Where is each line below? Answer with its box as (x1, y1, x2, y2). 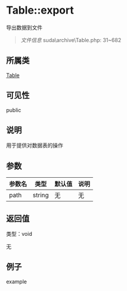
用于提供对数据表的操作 (6, 142, 63, 149)
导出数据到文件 (6, 24, 43, 31)
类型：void (6, 231, 32, 237)
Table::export (6, 4, 74, 17)
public (6, 106, 22, 113)
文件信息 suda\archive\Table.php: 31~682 (20, 36, 122, 43)
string (32, 191, 49, 199)
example (6, 278, 27, 285)
